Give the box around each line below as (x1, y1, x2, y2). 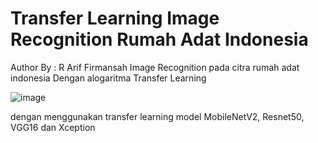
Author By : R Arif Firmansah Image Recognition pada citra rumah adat (10, 61, 300, 73)
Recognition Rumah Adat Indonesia (10, 28, 309, 51)
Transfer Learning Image (10, 7, 220, 30)
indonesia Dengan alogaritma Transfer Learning (10, 72, 207, 84)
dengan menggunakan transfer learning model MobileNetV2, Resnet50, (10, 110, 305, 122)
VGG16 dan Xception (10, 121, 96, 133)
